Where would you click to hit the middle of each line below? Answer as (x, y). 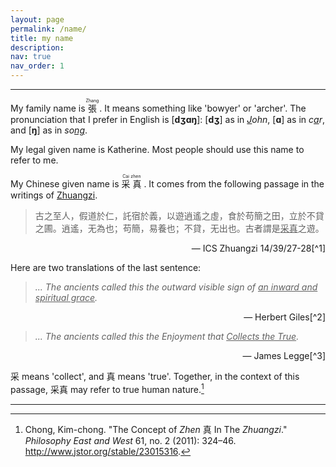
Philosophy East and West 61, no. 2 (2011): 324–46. (130, 440)
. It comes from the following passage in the (234, 184)
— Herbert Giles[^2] (284, 317)
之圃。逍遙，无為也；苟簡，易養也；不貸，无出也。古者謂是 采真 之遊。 (179, 228)
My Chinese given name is (65, 184)
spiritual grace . (66, 297)
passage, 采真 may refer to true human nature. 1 (107, 388)
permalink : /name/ (48, 29)
